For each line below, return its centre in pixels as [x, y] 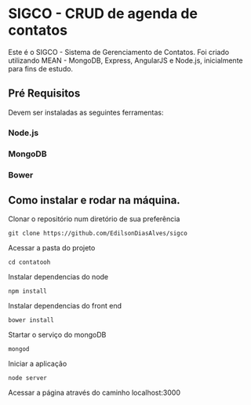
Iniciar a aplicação [38, 364]
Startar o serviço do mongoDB [57, 335]
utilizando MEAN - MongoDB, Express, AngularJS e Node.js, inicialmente [125, 60]
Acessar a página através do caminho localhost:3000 [94, 392]
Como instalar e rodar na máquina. [94, 200]
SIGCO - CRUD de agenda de [103, 14]
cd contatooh [29, 263]
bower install [31, 320]
